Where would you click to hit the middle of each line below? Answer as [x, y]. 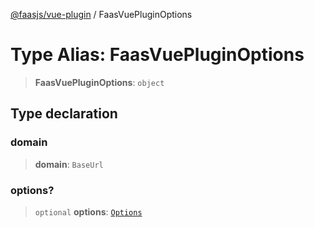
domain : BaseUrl [69, 164]
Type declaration [64, 114]
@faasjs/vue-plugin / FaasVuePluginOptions [101, 14]
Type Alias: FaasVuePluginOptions [157, 55]
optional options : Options [88, 211]
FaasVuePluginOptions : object [99, 82]
